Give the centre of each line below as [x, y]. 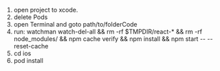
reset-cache [31, 46]
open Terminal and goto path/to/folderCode [75, 24]
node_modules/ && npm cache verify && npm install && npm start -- [110, 39]
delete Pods [31, 17]
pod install [28, 60]
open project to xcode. [46, 10]
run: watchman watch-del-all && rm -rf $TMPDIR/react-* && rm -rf [108, 31]
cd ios [22, 53]
